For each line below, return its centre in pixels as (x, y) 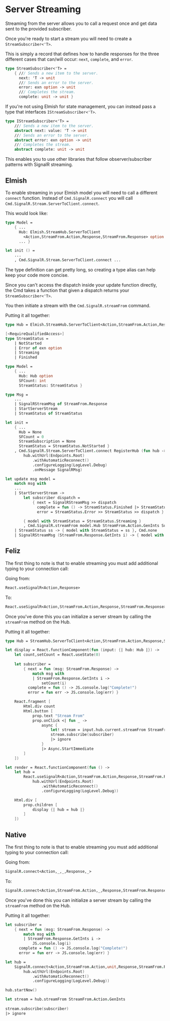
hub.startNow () (21, 990)
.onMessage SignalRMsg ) (57, 470)
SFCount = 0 (31, 437)
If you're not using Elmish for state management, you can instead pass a (80, 107)
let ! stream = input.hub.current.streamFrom (98, 730)
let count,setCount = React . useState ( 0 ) (57, 655)
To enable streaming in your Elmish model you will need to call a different (81, 193)
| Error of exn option (38, 348)
